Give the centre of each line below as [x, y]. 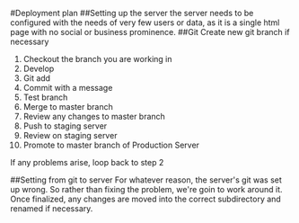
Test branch [45, 97]
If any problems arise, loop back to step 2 [87, 162]
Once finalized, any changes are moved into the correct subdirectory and [145, 199]
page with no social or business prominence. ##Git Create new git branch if [150, 32]
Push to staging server [65, 126]
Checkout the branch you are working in [97, 59]
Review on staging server [70, 135]
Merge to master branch [68, 107]
